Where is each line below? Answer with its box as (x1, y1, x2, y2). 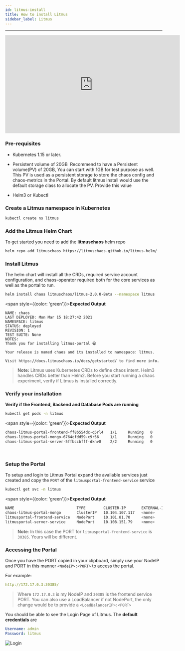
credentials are (5, 617, 37, 623)
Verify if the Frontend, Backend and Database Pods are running (5, 402, 139, 408)
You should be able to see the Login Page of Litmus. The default (5, 611, 138, 617)
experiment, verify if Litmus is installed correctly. (17, 378, 118, 384)
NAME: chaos (5, 311, 30, 316)
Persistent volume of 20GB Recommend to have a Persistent (12, 161, 138, 167)
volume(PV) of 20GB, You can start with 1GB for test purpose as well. (12, 166, 155, 172)
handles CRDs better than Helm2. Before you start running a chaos (17, 372, 155, 379)
